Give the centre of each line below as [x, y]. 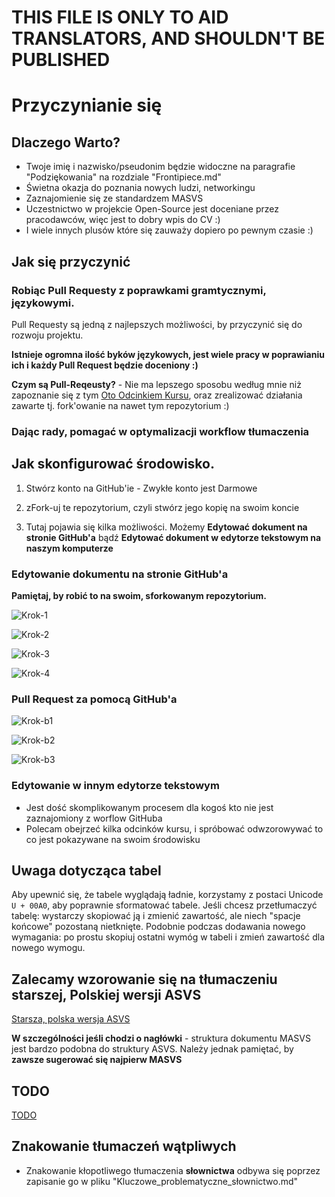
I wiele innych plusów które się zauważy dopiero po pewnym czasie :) [169, 230]
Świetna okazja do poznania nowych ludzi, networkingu [140, 188]
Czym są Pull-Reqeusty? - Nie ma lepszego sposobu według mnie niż [156, 384]
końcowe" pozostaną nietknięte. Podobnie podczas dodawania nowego [158, 927]
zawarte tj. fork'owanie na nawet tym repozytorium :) [120, 405]
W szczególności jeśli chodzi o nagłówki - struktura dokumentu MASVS [161, 1038]
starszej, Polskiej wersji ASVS [106, 994]
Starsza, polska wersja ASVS [71, 1019]
